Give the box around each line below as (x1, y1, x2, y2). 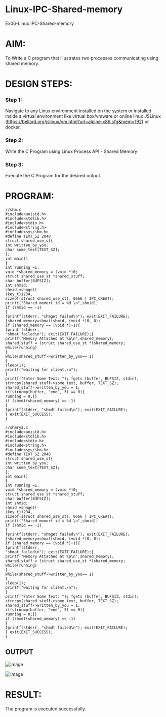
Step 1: (5, 96, 22, 103)
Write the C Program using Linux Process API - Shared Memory (5, 148, 138, 154)
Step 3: (5, 161, 24, 168)
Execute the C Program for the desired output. (5, 172, 102, 178)
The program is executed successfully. (5, 705, 86, 712)
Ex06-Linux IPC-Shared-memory (5, 20, 74, 26)
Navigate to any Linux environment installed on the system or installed (5, 108, 152, 114)
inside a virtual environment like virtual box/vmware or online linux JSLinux (5, 113, 161, 119)
